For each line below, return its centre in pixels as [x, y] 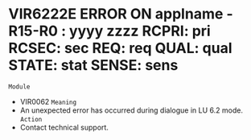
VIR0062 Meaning [48, 101]
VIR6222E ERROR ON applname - [121, 14]
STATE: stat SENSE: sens [93, 66]
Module [19, 86]
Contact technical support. [64, 127]
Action [31, 119]
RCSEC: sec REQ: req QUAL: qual [120, 48]
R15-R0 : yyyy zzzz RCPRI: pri [109, 31]
